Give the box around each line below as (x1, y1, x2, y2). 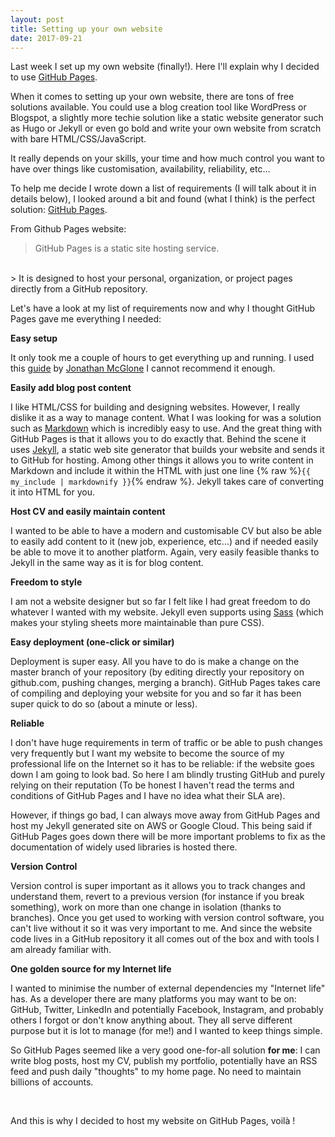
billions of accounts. (10, 1076, 94, 1088)
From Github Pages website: (10, 223, 127, 235)
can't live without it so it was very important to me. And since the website (10, 922, 313, 935)
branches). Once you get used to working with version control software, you (10, 912, 325, 924)
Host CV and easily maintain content (10, 506, 166, 518)
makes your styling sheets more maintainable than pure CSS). (10, 617, 265, 629)
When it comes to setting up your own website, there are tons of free (10, 91, 295, 103)
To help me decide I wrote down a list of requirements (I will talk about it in (10, 182, 317, 195)
